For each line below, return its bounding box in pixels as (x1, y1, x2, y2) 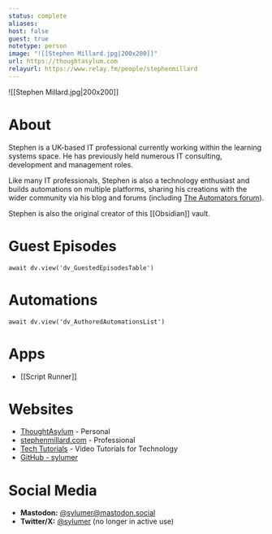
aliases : (8, 20, 38, 28)
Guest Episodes (8, 237, 117, 255)
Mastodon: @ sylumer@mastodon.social (19, 508, 156, 518)
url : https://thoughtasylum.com (8, 58, 118, 66)
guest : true (8, 34, 49, 43)
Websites (8, 400, 74, 419)
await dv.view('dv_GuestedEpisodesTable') (8, 263, 154, 272)
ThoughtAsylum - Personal (19, 427, 111, 436)
